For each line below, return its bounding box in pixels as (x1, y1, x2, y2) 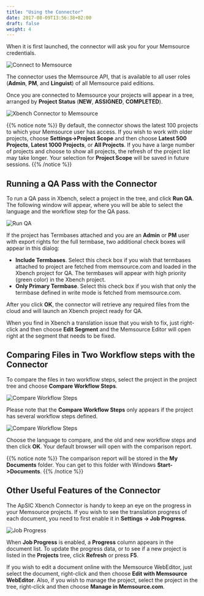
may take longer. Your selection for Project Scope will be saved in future (6, 154, 189, 162)
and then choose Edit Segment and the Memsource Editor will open (19, 326, 191, 333)
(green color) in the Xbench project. (15, 276, 106, 284)
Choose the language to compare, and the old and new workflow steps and (6, 436, 197, 443)
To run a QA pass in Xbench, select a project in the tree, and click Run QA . (6, 195, 194, 202)
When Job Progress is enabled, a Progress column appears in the (6, 538, 174, 546)
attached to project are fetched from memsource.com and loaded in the (15, 263, 197, 270)
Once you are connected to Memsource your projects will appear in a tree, (6, 91, 194, 99)
